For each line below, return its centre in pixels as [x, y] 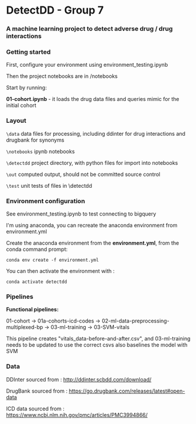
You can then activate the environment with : [61, 271]
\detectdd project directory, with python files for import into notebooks [92, 162]
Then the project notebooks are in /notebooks [62, 76]
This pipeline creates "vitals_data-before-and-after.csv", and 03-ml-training [98, 339]
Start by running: [27, 88]
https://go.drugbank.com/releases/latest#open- [127, 391]
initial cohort [21, 105]
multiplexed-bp [24, 327]
